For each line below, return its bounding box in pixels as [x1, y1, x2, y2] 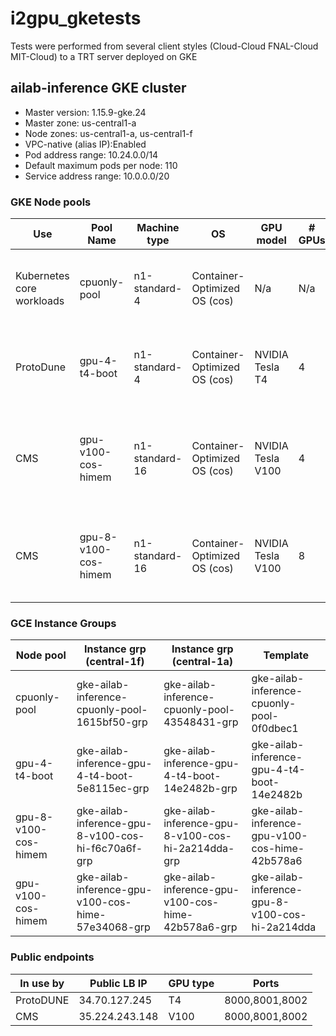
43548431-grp [163, 715, 239, 729]
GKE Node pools [10, 195, 92, 209]
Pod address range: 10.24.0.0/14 [24, 148, 159, 161]
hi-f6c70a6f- [76, 842, 143, 856]
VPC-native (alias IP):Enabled [24, 138, 147, 150]
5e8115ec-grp [76, 782, 150, 796]
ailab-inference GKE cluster [10, 80, 187, 97]
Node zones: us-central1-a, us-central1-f [24, 127, 193, 139]
